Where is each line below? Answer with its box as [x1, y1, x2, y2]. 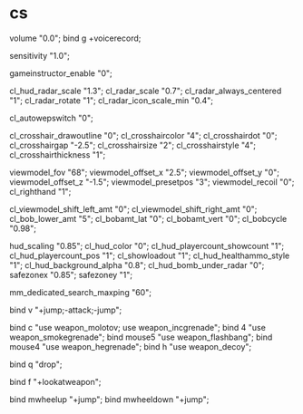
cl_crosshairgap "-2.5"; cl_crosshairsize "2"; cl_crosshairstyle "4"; [9, 140, 257, 150]
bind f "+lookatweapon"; [9, 376, 102, 387]
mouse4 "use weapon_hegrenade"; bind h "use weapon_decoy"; [9, 341, 252, 351]
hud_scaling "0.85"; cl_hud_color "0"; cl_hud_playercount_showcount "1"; [9, 240, 285, 251]
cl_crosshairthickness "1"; [9, 149, 106, 160]
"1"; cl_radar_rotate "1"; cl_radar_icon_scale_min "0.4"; [9, 94, 214, 106]
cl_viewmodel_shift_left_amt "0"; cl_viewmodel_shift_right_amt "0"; [9, 203, 258, 215]
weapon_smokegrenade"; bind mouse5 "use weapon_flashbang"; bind [9, 332, 273, 342]
